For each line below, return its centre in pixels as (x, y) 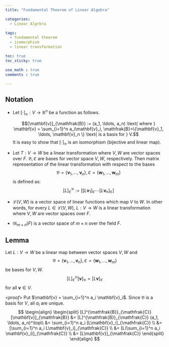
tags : (11, 33)
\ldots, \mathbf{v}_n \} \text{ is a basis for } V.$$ (88, 134)
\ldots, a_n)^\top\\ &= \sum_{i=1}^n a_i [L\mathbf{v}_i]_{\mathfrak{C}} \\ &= (85, 323)
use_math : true (22, 70)
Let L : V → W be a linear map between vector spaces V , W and (71, 253)
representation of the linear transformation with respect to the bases (84, 164)
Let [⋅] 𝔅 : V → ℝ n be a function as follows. (56, 113)
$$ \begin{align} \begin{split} (48, 312)
